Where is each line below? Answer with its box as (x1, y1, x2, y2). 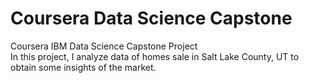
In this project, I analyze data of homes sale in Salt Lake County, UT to (10, 50, 300, 62)
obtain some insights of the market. (10, 61, 157, 73)
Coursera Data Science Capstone (10, 7, 293, 30)
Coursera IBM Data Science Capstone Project (10, 40, 198, 52)
